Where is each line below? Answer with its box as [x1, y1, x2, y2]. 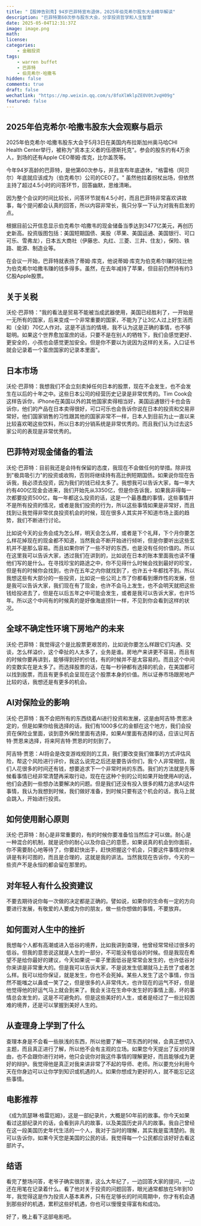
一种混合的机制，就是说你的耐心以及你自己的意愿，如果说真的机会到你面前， [6, 839, 195, 846]
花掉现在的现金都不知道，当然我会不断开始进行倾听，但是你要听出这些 [16, 537, 190, 544]
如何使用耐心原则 [6, 814, 69, 824]
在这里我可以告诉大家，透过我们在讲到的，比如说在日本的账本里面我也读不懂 [6, 552, 195, 559]
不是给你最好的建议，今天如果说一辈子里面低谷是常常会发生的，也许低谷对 [11, 956, 195, 964]
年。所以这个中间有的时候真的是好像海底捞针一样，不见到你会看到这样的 [6, 597, 184, 604]
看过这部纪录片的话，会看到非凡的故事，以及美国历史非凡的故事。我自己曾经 [6, 1119, 195, 1126]
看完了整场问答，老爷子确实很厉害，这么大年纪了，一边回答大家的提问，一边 [6, 1178, 195, 1185]
